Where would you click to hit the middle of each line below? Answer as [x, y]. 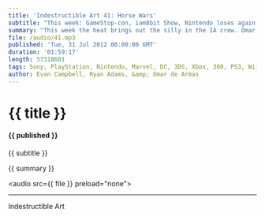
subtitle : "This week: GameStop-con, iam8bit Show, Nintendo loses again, [134, 23]
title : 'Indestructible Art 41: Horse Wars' [82, 15]
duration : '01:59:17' [44, 52]
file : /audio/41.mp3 [42, 37]
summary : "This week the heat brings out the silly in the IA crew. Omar [132, 30]
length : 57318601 [37, 60]
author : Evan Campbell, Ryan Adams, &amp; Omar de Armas [104, 74]
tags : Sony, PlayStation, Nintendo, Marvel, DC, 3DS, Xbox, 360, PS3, [127, 67]
